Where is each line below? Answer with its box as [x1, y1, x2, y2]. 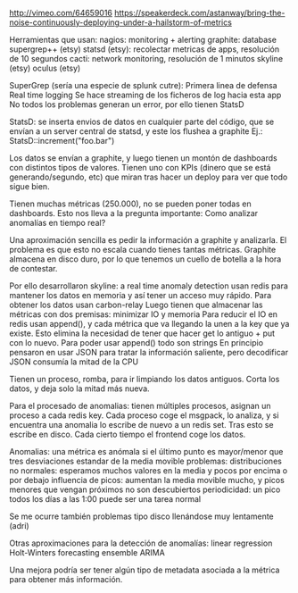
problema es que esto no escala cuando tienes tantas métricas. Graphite [9, 245, 277, 255]
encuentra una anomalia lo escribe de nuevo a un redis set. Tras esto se [9, 420, 274, 430]
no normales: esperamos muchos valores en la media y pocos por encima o [9, 465, 288, 476]
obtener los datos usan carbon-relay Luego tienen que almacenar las [9, 299, 263, 310]
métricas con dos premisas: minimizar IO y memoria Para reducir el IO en [9, 309, 278, 320]
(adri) [9, 521, 29, 530]
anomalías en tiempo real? [9, 218, 106, 228]
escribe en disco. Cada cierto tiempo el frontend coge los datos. [9, 429, 246, 439]
